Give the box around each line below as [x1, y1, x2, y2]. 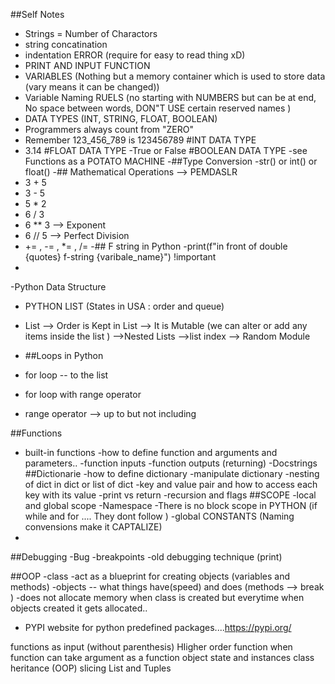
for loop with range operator [24, 389, 142, 400]
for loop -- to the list [24, 369, 109, 381]
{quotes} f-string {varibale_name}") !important [24, 251, 217, 263]
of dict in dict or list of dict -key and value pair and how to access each [24, 479, 318, 490]
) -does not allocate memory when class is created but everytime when [10, 592, 305, 603]
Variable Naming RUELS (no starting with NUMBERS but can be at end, [24, 92, 317, 103]
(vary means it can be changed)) [24, 81, 160, 93]
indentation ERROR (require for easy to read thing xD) [24, 49, 246, 61]
